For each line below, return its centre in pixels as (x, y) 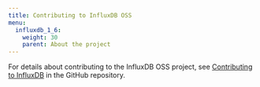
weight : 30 (40, 37)
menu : (17, 23)
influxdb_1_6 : (38, 30)
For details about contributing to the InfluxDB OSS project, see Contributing (130, 67)
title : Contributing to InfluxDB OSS (70, 15)
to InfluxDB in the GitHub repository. (67, 75)
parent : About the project (67, 45)
